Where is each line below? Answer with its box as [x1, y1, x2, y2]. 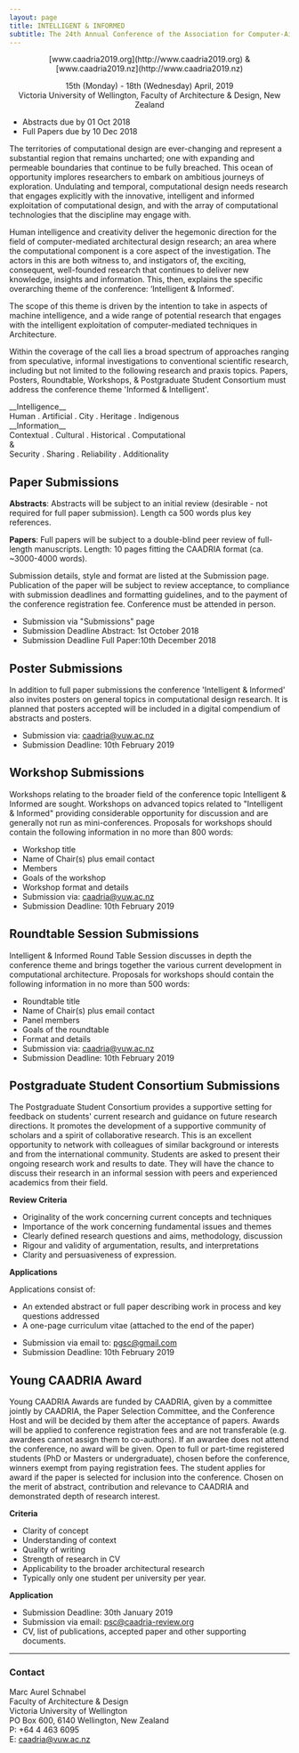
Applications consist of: [9, 1284, 96, 1295]
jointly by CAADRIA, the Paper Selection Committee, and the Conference [9, 1406, 276, 1417]
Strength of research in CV [21, 1554, 121, 1564]
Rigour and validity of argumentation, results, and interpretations [21, 1240, 260, 1251]
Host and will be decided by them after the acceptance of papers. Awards [9, 1416, 280, 1426]
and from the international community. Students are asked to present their [9, 1149, 280, 1159]
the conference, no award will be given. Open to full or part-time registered [9, 1443, 285, 1455]
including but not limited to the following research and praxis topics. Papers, [9, 366, 288, 376]
